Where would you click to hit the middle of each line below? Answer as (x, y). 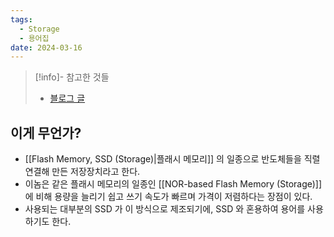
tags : (21, 19)
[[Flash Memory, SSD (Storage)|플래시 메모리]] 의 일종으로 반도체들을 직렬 (172, 159)
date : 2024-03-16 (46, 47)
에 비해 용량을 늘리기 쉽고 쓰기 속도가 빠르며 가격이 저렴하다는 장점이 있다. (168, 197)
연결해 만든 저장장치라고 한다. (82, 172)
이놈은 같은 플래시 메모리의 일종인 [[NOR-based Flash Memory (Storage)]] (173, 184)
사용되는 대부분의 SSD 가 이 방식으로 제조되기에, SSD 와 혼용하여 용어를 (165, 209)
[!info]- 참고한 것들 (72, 77)
